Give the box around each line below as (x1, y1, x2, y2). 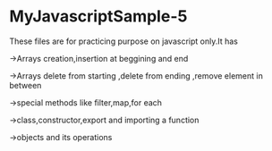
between (9, 80, 42, 90)
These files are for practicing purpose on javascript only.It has (9, 36, 239, 46)
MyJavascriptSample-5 (9, 6, 188, 27)
